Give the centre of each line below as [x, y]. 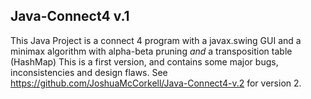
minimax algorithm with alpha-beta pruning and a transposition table [151, 51]
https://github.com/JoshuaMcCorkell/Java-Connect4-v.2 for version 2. [156, 83]
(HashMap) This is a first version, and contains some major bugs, [144, 61]
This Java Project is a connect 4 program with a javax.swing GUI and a [156, 40]
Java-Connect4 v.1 [70, 16]
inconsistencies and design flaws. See [89, 72]
